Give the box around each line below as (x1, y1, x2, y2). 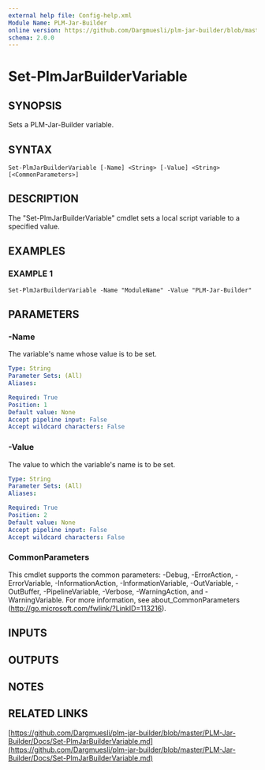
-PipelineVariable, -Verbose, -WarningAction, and (43, 587, 203, 596)
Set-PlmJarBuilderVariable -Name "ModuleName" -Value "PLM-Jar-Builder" (8, 286, 252, 294)
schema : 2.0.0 (8, 33, 55, 42)
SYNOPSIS (8, 99, 62, 112)
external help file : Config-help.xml (8, 11, 132, 20)
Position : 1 (8, 401, 47, 409)
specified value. (8, 221, 61, 231)
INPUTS (8, 626, 47, 640)
